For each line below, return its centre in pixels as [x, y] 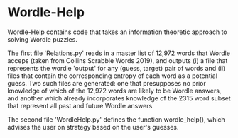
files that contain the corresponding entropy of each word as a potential [113, 76]
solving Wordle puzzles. [43, 39]
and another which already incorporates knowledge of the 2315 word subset [119, 98]
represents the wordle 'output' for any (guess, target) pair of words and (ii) [117, 68]
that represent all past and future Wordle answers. [81, 105]
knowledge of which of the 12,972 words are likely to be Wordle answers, [114, 91]
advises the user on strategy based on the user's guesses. [93, 127]
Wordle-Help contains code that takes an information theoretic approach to [117, 32]
